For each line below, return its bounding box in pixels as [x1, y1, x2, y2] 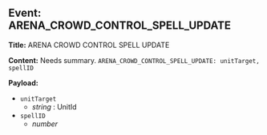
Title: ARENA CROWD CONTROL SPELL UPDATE [8, 40, 170, 50]
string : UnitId [31, 101, 78, 111]
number [31, 119, 59, 129]
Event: [8, 6, 42, 20]
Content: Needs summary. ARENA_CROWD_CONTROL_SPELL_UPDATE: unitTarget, [8, 55, 261, 65]
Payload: [8, 77, 38, 87]
